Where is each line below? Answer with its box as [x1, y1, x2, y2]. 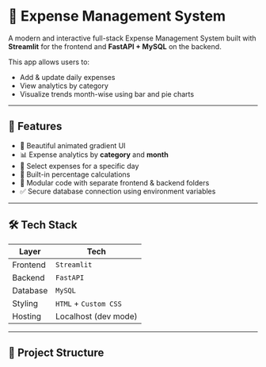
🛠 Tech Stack [8, 218, 78, 232]
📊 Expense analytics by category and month [19, 150, 169, 159]
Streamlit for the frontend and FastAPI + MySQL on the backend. [8, 41, 222, 51]
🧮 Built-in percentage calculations [19, 170, 131, 179]
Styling [12, 297, 38, 308]
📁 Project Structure [8, 346, 104, 359]
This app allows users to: [8, 57, 89, 67]
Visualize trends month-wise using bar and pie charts [19, 89, 195, 98]
